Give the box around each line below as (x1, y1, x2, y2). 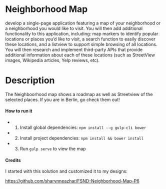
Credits (5, 157, 21, 163)
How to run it (5, 108, 32, 114)
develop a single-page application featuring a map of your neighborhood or (5, 20, 161, 26)
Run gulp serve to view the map (19, 146, 86, 152)
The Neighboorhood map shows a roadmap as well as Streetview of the (5, 91, 153, 97)
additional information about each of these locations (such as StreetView (5, 51, 155, 58)
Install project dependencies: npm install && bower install (19, 135, 144, 141)
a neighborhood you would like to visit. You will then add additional (5, 25, 143, 31)
